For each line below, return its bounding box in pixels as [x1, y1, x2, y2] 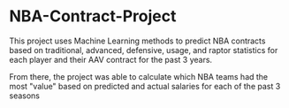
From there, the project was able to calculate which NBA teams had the [9, 71, 269, 81]
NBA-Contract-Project [9, 6, 177, 27]
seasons [9, 90, 40, 101]
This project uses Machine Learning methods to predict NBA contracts [9, 35, 266, 46]
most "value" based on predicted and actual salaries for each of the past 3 [9, 81, 281, 91]
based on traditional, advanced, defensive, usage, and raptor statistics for [9, 44, 278, 55]
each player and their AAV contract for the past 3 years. [9, 54, 213, 65]
